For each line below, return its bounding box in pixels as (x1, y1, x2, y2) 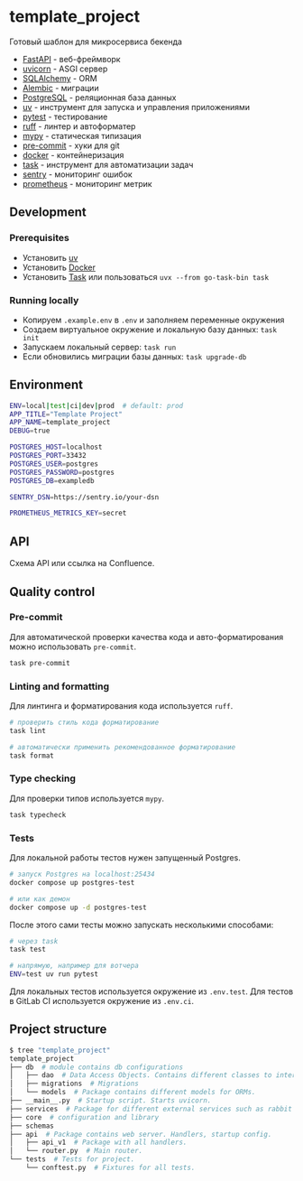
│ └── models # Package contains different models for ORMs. (9, 1088, 256, 1097)
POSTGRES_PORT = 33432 (9, 451, 87, 460)
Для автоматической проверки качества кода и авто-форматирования (9, 631, 284, 642)
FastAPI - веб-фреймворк (22, 53, 121, 64)
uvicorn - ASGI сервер (22, 63, 108, 74)
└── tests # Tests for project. (9, 1155, 135, 1164)
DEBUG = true (9, 426, 50, 435)
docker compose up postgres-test (9, 878, 135, 887)
